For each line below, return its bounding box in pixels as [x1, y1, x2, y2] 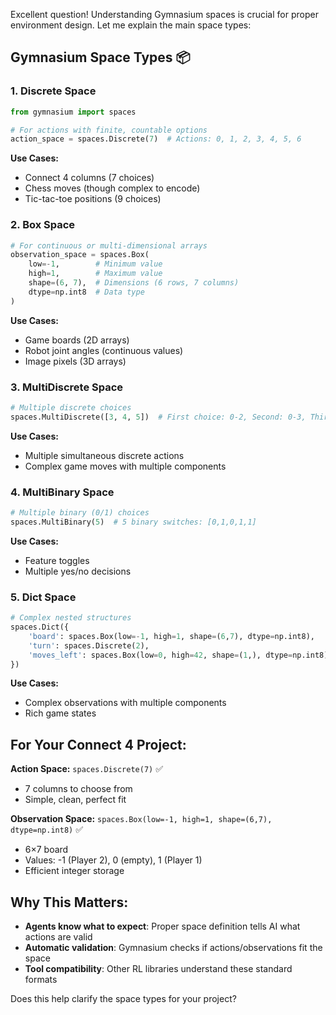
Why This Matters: [10, 894, 129, 911]
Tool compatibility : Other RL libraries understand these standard [24, 963, 293, 974]
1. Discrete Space [10, 84, 97, 98]
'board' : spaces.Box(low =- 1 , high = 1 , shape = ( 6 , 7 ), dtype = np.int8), [28, 631, 315, 641]
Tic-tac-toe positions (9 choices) [24, 193, 162, 205]
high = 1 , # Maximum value [28, 269, 163, 279]
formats [24, 974, 58, 985]
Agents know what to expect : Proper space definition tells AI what [24, 920, 301, 932]
